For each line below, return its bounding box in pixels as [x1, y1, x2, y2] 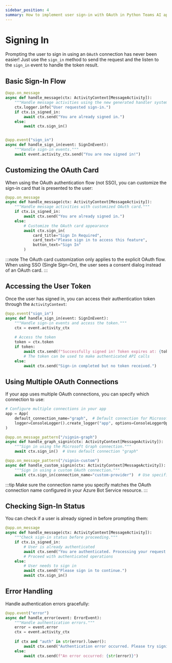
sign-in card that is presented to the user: [5, 185, 93, 191]
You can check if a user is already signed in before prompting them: [5, 515, 148, 522]
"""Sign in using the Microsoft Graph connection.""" [14, 444, 132, 449]
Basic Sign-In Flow [5, 77, 66, 85]
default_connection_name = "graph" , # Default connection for [14, 415, 147, 421]
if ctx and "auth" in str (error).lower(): [14, 639, 106, 645]
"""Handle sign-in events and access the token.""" [14, 320, 127, 325]
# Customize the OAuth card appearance [24, 223, 109, 228]
